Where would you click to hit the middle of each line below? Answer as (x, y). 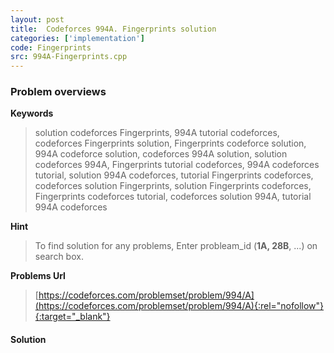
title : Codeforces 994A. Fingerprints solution (113, 29)
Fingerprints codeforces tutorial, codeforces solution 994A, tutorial (173, 197)
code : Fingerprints (51, 47)
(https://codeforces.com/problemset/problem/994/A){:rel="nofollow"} (179, 306)
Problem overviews (58, 92)
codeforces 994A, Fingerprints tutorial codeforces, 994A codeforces (177, 165)
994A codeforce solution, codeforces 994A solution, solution (161, 154)
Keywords (32, 113)
